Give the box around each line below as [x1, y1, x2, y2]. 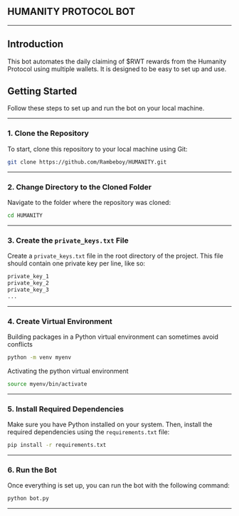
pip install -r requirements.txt [7, 441, 107, 448]
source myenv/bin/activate [7, 380, 87, 387]
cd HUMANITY [7, 211, 43, 219]
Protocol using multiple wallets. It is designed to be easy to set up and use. [7, 64, 227, 73]
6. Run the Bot [7, 465, 57, 475]
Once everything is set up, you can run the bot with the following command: [7, 481, 230, 490]
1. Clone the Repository [7, 128, 89, 138]
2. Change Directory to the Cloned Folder [7, 181, 152, 191]
